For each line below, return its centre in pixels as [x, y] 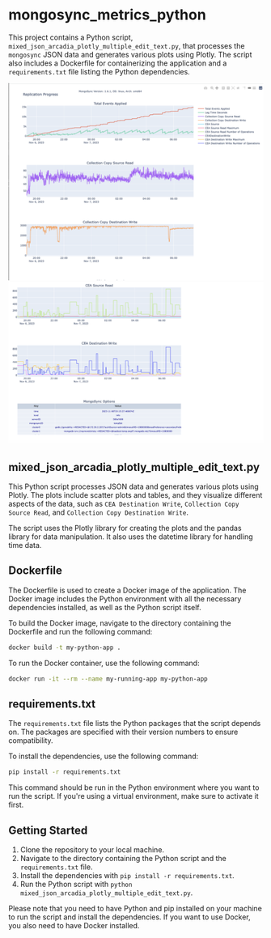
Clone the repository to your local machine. [92, 850]
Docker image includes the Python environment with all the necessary [125, 598]
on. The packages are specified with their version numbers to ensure [123, 732]
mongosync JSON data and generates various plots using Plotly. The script [130, 54]
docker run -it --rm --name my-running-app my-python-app [108, 679]
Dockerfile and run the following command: [80, 631]
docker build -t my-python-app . [65, 647]
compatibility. [31, 741]
